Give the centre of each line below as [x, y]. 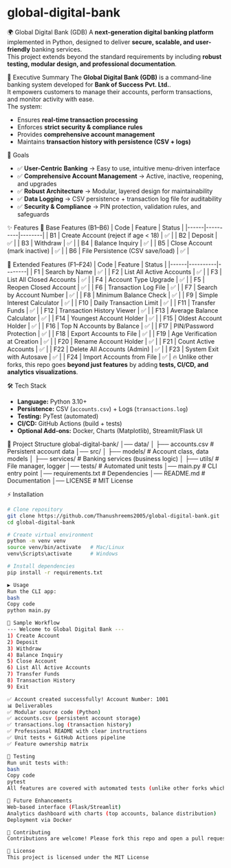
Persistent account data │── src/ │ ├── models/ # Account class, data [108, 451]
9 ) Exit [18, 687]
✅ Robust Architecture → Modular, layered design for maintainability [115, 191]
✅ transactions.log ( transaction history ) [69, 725]
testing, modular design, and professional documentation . [92, 64]
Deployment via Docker [40, 820]
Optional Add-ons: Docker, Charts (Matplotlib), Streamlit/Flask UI [110, 430]
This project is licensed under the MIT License [78, 858]
